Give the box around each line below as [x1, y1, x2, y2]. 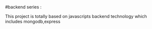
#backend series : [5, 4, 42, 10]
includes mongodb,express [5, 19, 61, 24]
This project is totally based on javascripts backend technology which [5, 14, 147, 19]
